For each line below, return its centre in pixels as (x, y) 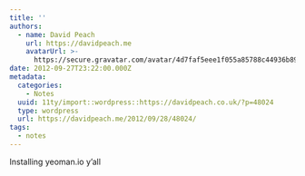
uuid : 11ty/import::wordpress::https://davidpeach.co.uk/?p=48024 (146, 102)
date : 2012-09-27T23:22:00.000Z (70, 69)
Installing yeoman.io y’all (55, 161)
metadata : (28, 77)
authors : (26, 26)
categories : (40, 85)
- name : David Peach (56, 34)
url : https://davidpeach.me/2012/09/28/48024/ (107, 119)
